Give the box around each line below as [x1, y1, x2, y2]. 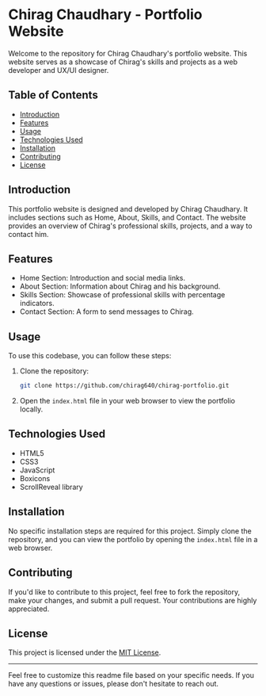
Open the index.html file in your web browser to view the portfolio [19, 396, 236, 406]
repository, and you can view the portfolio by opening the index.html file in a [8, 534, 258, 544]
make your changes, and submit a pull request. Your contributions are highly [8, 595, 257, 605]
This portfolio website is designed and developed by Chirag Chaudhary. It [8, 204, 249, 213]
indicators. [19, 299, 55, 308]
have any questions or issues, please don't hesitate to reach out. [8, 679, 219, 689]
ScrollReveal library [19, 482, 83, 491]
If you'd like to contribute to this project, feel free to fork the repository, [8, 587, 241, 596]
